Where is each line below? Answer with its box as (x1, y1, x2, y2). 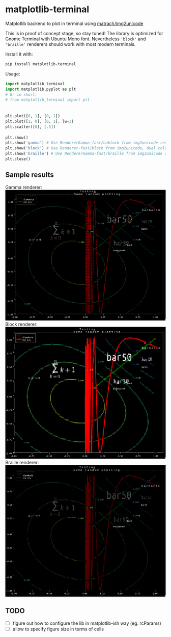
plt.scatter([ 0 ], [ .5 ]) (5, 124, 56, 129)
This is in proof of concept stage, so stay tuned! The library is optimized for (5, 30, 164, 36)
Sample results (5, 171, 54, 179)
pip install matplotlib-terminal (5, 61, 76, 67)
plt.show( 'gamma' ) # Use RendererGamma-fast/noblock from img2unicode (5, 140, 158, 146)
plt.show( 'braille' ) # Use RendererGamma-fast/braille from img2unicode (5, 151, 163, 156)
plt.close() (5, 156, 31, 162)
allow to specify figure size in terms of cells (12, 626, 104, 632)
